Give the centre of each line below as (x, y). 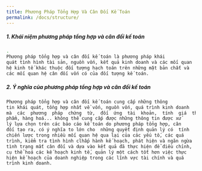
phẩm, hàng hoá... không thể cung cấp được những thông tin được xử (94, 119)
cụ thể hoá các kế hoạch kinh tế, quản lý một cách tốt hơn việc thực (96, 152)
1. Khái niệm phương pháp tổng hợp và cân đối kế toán (75, 37)
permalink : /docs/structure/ (43, 17)
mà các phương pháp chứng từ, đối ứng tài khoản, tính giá (96, 113)
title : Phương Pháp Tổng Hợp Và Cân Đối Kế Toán (68, 12)
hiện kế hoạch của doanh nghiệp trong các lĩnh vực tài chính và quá (95, 158)
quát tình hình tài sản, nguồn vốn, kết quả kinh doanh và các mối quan (99, 63)
